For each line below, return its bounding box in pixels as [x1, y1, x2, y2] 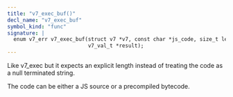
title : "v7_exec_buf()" [7, 10, 76, 17]
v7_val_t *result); [87, 42, 144, 49]
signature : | [7, 29, 45, 37]
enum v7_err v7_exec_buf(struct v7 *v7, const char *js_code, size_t [13, 36, 218, 43]
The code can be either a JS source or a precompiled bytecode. [7, 82, 191, 90]
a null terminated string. [7, 69, 75, 77]
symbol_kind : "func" [7, 23, 67, 30]
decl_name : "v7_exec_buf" [7, 17, 82, 24]
